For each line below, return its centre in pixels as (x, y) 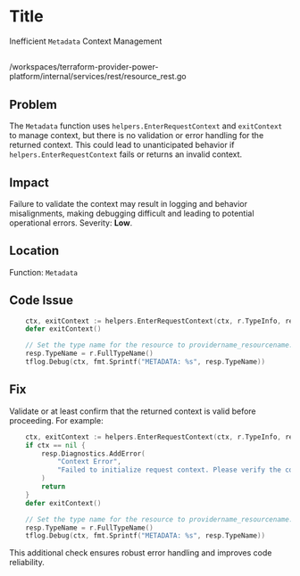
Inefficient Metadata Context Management (86, 41)
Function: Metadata (44, 272)
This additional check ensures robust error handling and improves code (141, 553)
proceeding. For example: (57, 420)
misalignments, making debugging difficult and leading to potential (132, 213)
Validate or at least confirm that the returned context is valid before (133, 411)
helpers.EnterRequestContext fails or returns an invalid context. (126, 154)
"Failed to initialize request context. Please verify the (169, 470)
